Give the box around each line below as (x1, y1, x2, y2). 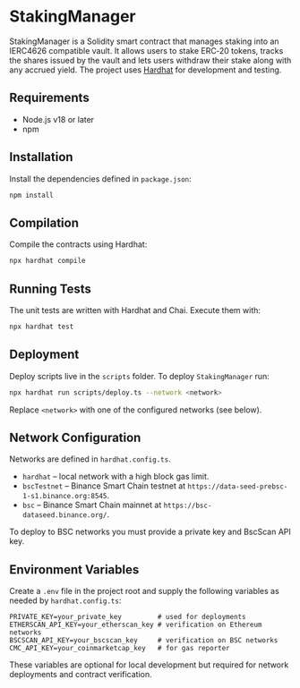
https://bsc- (163, 501, 212, 511)
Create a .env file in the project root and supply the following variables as (9, 586, 279, 597)
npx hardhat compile (9, 257, 87, 266)
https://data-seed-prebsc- (187, 482, 288, 491)
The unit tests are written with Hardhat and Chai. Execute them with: (9, 304, 261, 315)
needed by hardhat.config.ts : (9, 595, 122, 606)
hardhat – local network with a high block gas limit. (21, 471, 210, 482)
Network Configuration (9, 429, 141, 445)
